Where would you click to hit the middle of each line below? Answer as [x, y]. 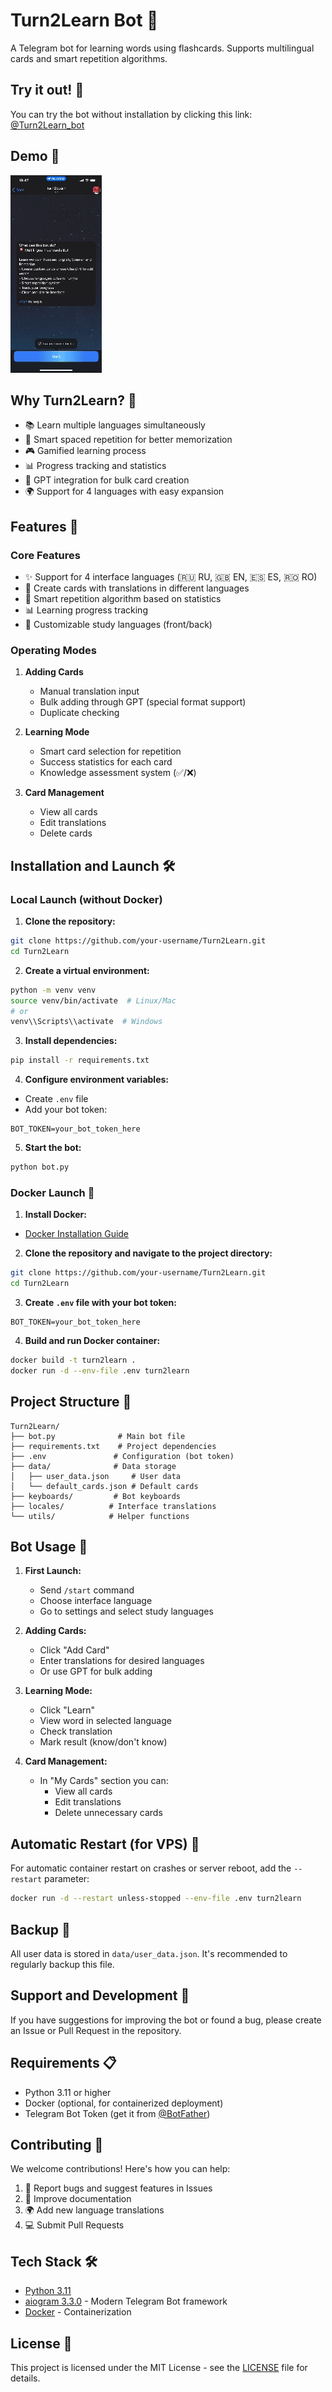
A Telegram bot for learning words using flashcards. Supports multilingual [162, 48]
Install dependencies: [71, 1041]
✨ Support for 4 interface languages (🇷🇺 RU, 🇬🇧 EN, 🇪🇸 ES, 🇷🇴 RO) [171, 577]
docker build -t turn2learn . [73, 1360]
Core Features [45, 555]
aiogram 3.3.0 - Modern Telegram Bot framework [126, 2301]
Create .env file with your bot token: [101, 1303]
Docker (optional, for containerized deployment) [124, 2103]
